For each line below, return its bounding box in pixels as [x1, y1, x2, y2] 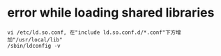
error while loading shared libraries [7, 5, 215, 21]
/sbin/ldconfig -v [7, 42, 61, 49]
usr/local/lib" [18, 36, 63, 43]
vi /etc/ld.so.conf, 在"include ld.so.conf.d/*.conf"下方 [7, 29, 176, 36]
